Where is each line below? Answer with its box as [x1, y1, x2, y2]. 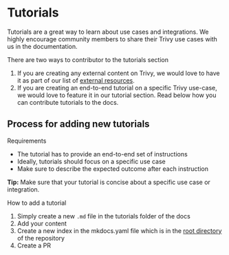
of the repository [17, 234, 65, 242]
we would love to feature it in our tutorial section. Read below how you [17, 91, 217, 99]
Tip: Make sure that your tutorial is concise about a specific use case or [7, 178, 211, 186]
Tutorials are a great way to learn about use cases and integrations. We [7, 28, 209, 36]
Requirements [7, 136, 47, 145]
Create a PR [17, 241, 52, 249]
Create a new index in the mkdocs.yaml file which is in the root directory [17, 226, 222, 235]
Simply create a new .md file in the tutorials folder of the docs [17, 212, 190, 220]
